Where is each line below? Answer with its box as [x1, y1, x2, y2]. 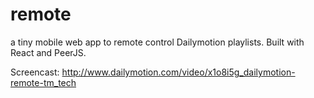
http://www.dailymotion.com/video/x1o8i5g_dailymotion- [61, 66, 296, 78]
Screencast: [10, 66, 60, 78]
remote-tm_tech [10, 76, 77, 88]
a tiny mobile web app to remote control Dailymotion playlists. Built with [10, 36, 305, 48]
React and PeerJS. [10, 46, 87, 58]
